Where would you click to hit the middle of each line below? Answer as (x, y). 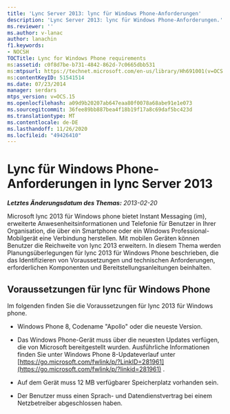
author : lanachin (32, 39)
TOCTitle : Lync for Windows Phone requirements (77, 59)
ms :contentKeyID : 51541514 (46, 77)
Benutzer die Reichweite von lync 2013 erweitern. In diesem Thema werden (114, 246)
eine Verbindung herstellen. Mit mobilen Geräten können (119, 238)
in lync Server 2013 (156, 184)
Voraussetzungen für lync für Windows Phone (109, 289)
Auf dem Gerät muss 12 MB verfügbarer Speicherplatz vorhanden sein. (118, 382)
